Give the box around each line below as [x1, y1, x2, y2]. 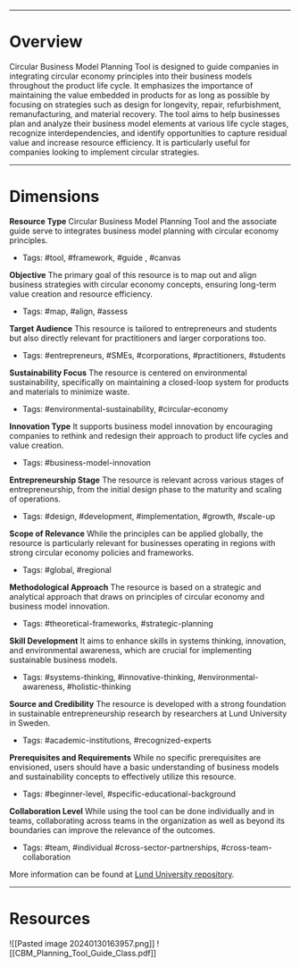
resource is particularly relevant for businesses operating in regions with [9, 537, 276, 548]
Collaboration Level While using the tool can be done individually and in [9, 805, 275, 816]
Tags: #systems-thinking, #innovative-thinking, [21, 671, 196, 682]
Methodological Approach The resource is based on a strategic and [9, 582, 262, 593]
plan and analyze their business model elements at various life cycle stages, [9, 118, 289, 129]
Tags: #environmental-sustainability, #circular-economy [21, 403, 229, 414]
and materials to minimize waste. [9, 386, 130, 397]
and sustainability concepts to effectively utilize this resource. [9, 770, 237, 782]
